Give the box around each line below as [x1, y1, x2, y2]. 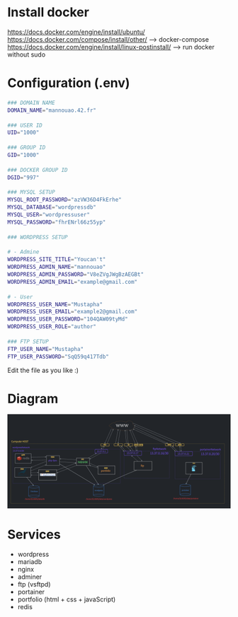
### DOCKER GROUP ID [7, 166, 69, 173]
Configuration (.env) [7, 75, 130, 91]
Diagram [7, 391, 59, 407]
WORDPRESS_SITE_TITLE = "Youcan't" [7, 256, 106, 263]
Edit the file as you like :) [7, 366, 79, 374]
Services [7, 526, 62, 543]
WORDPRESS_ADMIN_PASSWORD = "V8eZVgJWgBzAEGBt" [7, 271, 144, 278]
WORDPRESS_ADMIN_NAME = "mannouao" [7, 263, 106, 271]
